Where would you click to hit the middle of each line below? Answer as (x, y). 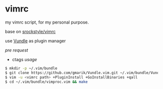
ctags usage (24, 59)
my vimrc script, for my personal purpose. (47, 22)
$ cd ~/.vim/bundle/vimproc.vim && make (47, 82)
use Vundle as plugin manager (35, 41)
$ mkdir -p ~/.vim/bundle (31, 68)
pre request (16, 50)
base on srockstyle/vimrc (30, 31)
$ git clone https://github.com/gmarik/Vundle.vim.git (62, 73)
